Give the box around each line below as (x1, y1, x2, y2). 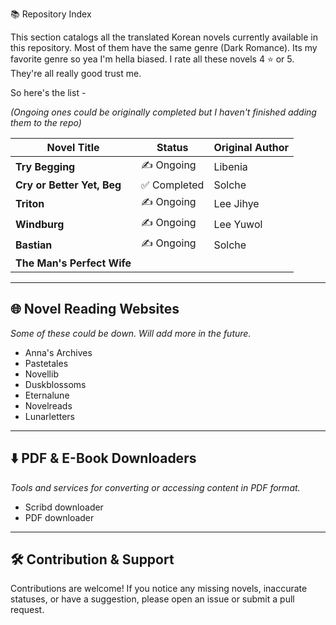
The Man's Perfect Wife (15, 256, 132, 270)
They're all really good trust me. (10, 68, 142, 79)
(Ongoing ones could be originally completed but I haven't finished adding (10, 106, 317, 118)
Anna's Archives (24, 346, 93, 358)
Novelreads (24, 399, 73, 412)
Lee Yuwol (213, 217, 263, 231)
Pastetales (24, 357, 69, 369)
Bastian (15, 238, 53, 252)
